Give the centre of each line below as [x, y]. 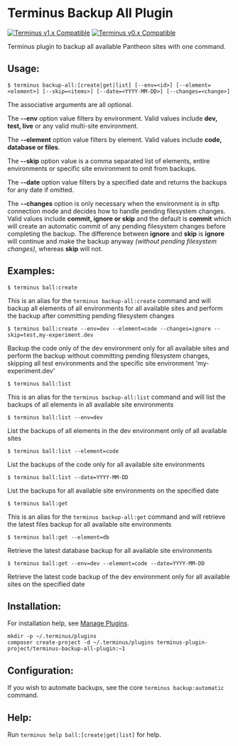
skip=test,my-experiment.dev [50, 335]
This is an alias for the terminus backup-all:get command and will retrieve [117, 517]
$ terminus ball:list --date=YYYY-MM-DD [68, 477]
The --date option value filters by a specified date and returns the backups [117, 182]
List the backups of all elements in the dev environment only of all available [117, 430]
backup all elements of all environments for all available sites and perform [115, 308]
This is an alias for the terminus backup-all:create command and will [109, 300]
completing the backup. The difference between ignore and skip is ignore [116, 234]
